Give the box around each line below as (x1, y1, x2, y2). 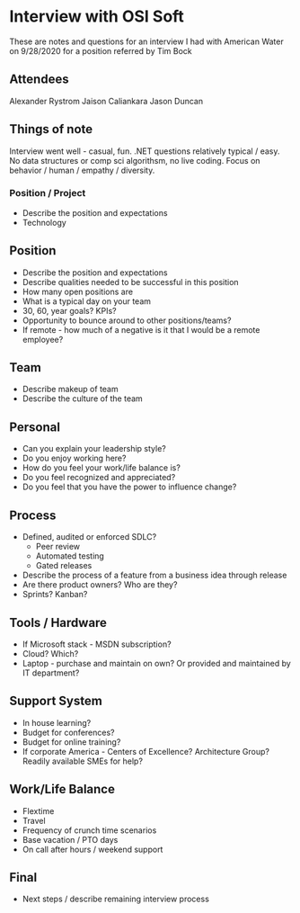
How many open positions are (22, 286, 133, 297)
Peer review (35, 542, 81, 552)
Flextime (22, 805, 55, 816)
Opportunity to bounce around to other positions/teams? (22, 315, 232, 326)
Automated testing (35, 550, 105, 561)
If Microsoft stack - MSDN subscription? (22, 639, 172, 649)
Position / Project (9, 187, 86, 200)
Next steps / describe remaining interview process (22, 893, 209, 905)
